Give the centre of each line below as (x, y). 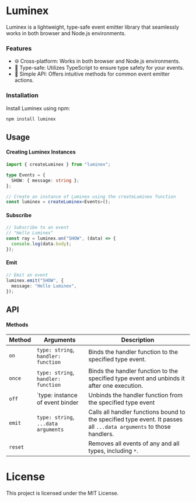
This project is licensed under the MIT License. (62, 493)
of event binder (58, 402)
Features (19, 48)
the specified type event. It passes (135, 419)
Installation (22, 95)
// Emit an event (27, 275)
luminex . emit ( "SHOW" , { (35, 280)
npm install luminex (31, 119)
